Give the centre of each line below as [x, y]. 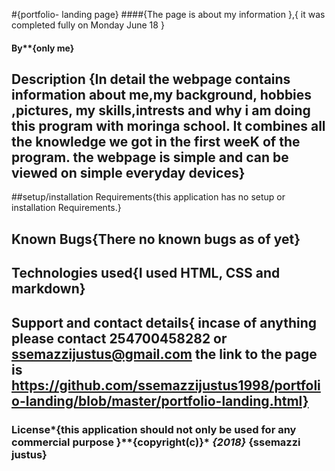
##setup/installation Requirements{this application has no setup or [148, 197]
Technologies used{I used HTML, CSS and [146, 273]
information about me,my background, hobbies [162, 94]
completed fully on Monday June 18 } [88, 25]
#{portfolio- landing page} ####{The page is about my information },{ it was [168, 14]
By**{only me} [43, 48]
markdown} [48, 289]
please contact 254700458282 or [119, 338]
